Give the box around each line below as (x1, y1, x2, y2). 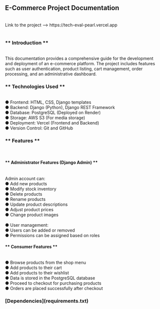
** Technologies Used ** (5, 83, 65, 90)
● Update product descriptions (5, 201, 68, 207)
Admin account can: (5, 175, 45, 182)
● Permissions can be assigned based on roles (5, 232, 100, 238)
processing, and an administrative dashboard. (5, 71, 97, 77)
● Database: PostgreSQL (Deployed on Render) (5, 109, 101, 116)
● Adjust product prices (5, 206, 53, 212)
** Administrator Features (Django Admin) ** (5, 160, 98, 165)
